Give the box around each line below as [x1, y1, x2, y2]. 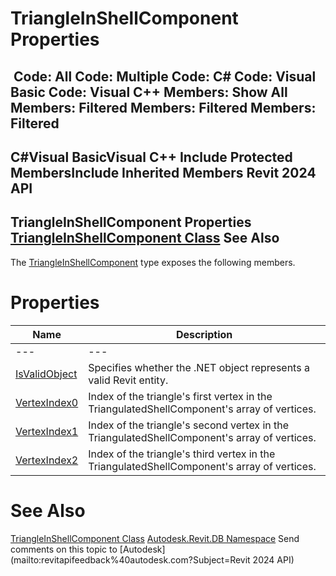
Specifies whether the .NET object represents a [88, 360, 310, 374]
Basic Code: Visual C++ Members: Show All [10, 83, 288, 101]
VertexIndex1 [15, 424, 79, 438]
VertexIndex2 [15, 453, 79, 467]
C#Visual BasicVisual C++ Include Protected [10, 148, 293, 166]
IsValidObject [15, 367, 78, 381]
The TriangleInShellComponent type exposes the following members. [10, 256, 296, 268]
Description [175, 327, 233, 341]
